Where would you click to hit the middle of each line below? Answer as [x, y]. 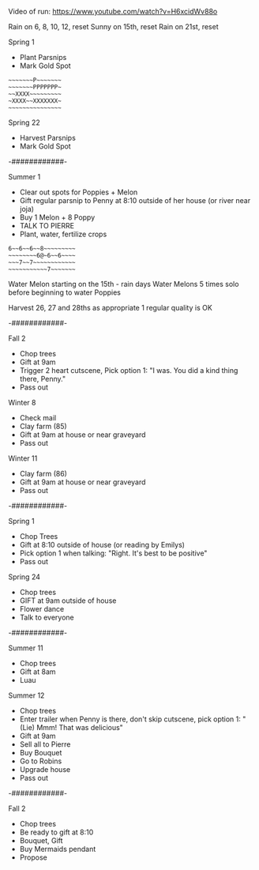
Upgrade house [45, 769]
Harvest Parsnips [48, 138]
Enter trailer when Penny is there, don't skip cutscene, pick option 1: [130, 719]
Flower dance [42, 609]
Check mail [38, 418]
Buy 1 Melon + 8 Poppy [57, 217]
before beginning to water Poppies [64, 292]
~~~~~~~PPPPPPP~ [35, 87]
